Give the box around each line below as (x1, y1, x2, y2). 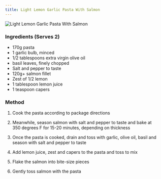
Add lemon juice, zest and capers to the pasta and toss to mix (12, 149, 138, 155)
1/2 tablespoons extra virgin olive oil (12, 55, 85, 61)
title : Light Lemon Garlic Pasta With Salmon (5, 7, 100, 12)
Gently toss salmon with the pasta (12, 169, 81, 175)
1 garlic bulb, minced (12, 49, 55, 55)
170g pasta (12, 44, 35, 50)
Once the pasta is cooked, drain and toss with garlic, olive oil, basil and (12, 134, 157, 140)
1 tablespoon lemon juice (12, 81, 63, 87)
